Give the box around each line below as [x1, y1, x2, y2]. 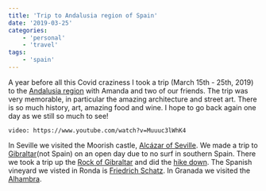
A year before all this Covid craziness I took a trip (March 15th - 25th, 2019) [8, 77, 254, 87]
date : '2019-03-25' [8, 19, 73, 27]
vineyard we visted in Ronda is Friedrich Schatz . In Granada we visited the [8, 166, 251, 175]
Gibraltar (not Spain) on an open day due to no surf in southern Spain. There [8, 148, 256, 159]
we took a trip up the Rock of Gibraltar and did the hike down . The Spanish [8, 157, 253, 166]
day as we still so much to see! [8, 111, 109, 120]
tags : [8, 48, 26, 56]
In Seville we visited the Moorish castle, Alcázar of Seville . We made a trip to [8, 140, 258, 150]
